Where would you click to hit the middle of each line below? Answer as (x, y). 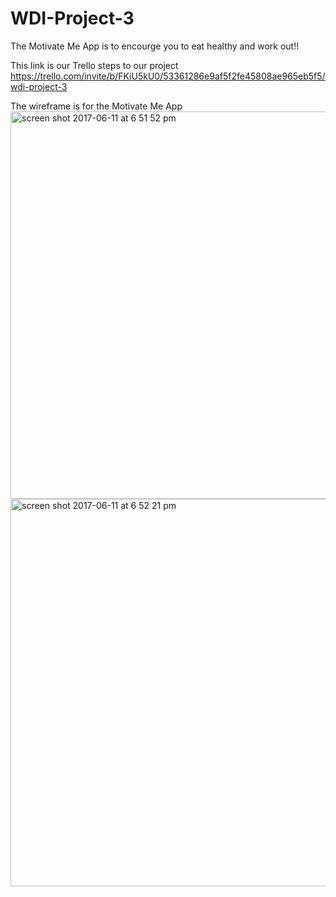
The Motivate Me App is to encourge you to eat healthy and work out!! (155, 46)
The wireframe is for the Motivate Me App (96, 106)
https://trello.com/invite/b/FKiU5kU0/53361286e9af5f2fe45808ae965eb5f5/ (168, 76)
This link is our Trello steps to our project (94, 65)
